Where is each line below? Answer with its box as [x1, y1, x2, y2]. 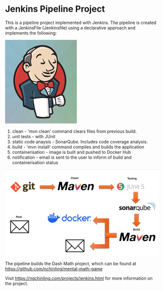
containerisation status [12, 159, 59, 165]
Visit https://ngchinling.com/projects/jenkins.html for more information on [5, 275, 153, 281]
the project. [5, 280, 28, 286]
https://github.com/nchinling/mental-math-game [5, 266, 103, 271]
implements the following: [5, 30, 57, 36]
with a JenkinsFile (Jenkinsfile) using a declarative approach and [5, 24, 136, 30]
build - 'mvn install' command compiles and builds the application [12, 144, 144, 150]
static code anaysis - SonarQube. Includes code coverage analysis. [12, 139, 148, 145]
